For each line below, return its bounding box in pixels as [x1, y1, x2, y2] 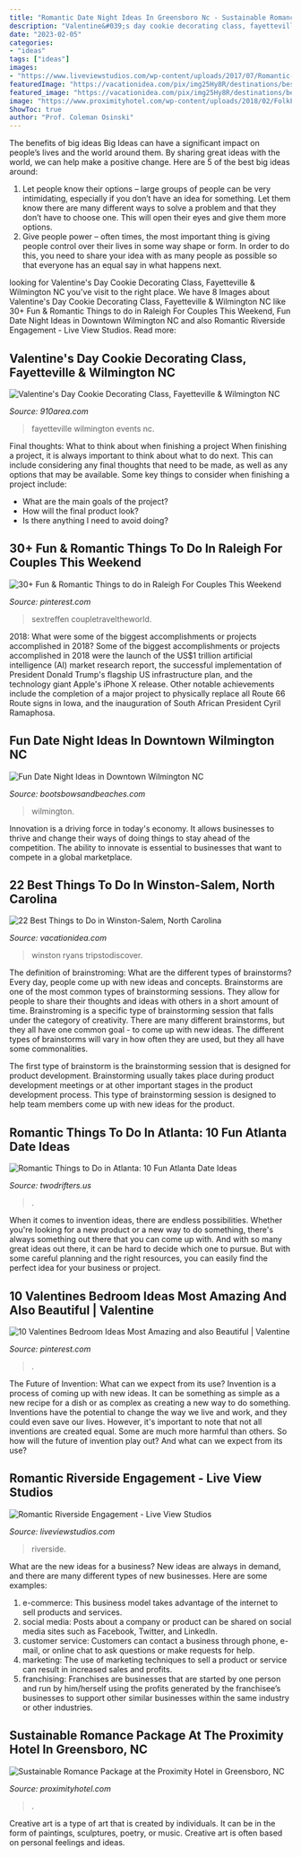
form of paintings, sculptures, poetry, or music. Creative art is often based [9, 1827, 283, 1838]
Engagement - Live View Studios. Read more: [9, 324, 176, 336]
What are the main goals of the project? [21, 496, 168, 506]
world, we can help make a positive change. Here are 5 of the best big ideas [9, 157, 290, 168]
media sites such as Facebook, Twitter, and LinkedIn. [21, 1626, 218, 1637]
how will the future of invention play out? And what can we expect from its [9, 1436, 283, 1446]
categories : [9, 38, 54, 48]
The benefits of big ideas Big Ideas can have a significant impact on [9, 138, 260, 149]
